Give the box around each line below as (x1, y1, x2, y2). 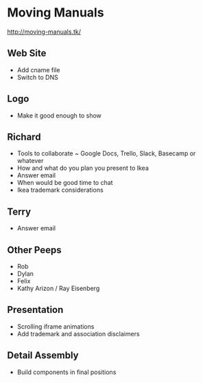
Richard (7, 131, 41, 142)
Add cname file (16, 65, 60, 74)
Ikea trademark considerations (16, 186, 104, 194)
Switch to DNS (16, 73, 58, 81)
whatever (16, 157, 44, 165)
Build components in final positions (16, 368, 117, 376)
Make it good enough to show (16, 111, 101, 120)
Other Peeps (7, 244, 62, 256)
